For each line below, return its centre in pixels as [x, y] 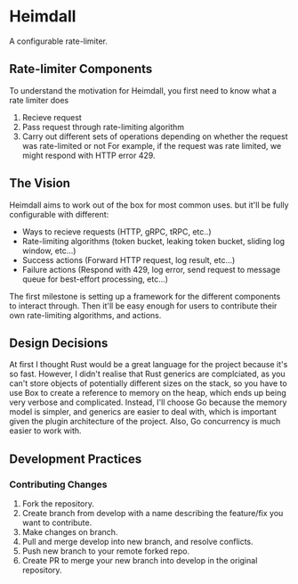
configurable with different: [59, 214]
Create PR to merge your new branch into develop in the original [140, 561]
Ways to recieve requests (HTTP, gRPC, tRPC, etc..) [117, 231]
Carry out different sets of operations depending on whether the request [155, 136]
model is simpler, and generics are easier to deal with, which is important [143, 412]
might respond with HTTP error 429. [89, 155]
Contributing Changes [59, 484]
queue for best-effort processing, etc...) [95, 279]
